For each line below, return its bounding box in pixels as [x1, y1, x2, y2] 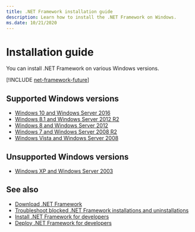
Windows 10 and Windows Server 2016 [14, 109, 111, 116]
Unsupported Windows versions [6, 152, 129, 162]
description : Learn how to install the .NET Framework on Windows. [6, 14, 177, 20]
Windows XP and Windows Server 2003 [14, 167, 114, 174]
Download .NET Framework [14, 200, 82, 208]
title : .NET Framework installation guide [6, 8, 113, 15]
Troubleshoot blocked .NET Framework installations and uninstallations [14, 206, 189, 214]
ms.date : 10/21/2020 [6, 20, 58, 26]
